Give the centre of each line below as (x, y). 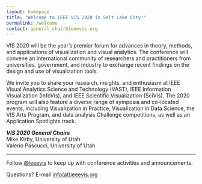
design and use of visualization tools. (52, 71)
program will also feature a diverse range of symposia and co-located (93, 102)
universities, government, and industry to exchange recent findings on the (98, 65)
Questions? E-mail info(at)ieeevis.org (52, 174)
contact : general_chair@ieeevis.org (52, 29)
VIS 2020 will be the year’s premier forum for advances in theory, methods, (99, 46)
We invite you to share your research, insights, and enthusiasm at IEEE (93, 83)
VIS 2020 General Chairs (38, 133)
